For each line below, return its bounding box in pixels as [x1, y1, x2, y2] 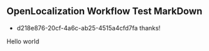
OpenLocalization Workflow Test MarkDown [6, 6, 203, 17]
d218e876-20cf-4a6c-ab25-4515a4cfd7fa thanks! [16, 23, 161, 32]
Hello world [6, 37, 40, 45]
